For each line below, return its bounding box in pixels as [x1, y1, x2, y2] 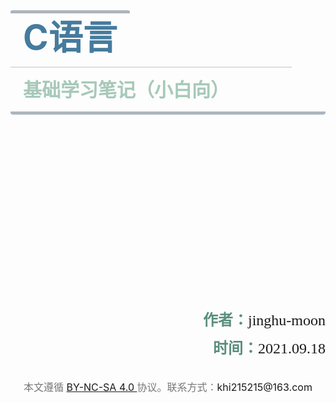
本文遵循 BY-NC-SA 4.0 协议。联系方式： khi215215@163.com [23, 380, 313, 394]
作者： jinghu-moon [203, 312, 326, 329]
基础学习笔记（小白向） [23, 78, 230, 101]
